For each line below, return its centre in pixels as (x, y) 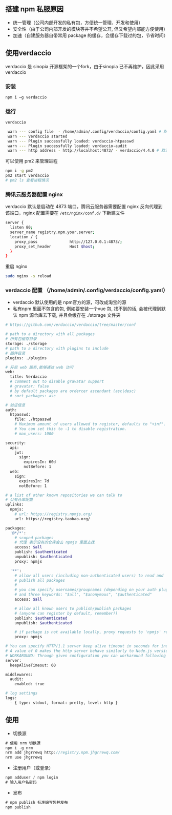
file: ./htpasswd (33, 419)
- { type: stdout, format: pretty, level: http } (64, 703)
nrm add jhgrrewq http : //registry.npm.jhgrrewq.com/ (63, 752)
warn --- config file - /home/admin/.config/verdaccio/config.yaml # (84, 131)
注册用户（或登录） (33, 768)
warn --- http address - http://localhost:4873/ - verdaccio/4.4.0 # (83, 151)
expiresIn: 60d (40, 462)
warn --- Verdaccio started (37, 136)
